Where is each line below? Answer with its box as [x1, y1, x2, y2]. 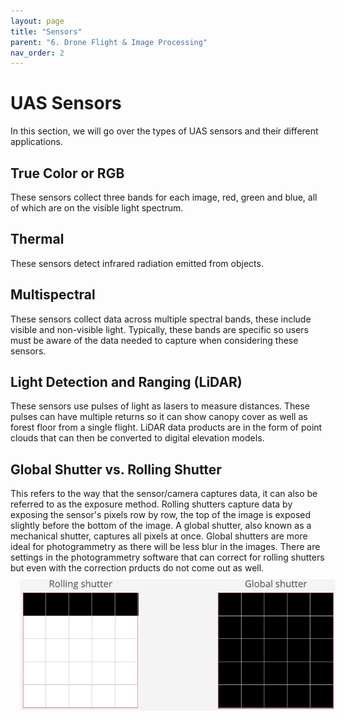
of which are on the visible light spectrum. [10, 202, 184, 214]
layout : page [10, 16, 65, 26]
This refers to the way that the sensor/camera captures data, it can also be [10, 488, 318, 500]
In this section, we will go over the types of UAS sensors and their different [10, 125, 319, 137]
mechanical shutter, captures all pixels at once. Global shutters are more [10, 530, 308, 542]
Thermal [10, 231, 65, 248]
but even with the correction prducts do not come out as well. [10, 562, 265, 574]
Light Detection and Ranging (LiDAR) [10, 374, 243, 391]
